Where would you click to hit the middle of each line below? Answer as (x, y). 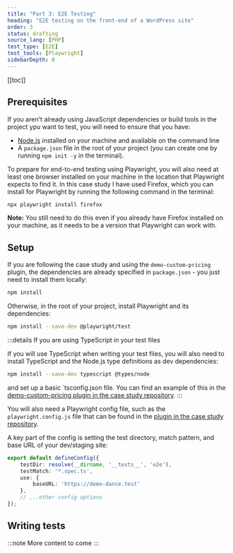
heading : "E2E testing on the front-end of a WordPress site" (101, 20)
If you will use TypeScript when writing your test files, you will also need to (116, 353)
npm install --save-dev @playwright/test (69, 327)
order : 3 (20, 27)
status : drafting (33, 34)
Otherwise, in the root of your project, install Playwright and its (98, 306)
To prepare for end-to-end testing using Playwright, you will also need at (113, 169)
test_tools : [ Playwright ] (45, 54)
